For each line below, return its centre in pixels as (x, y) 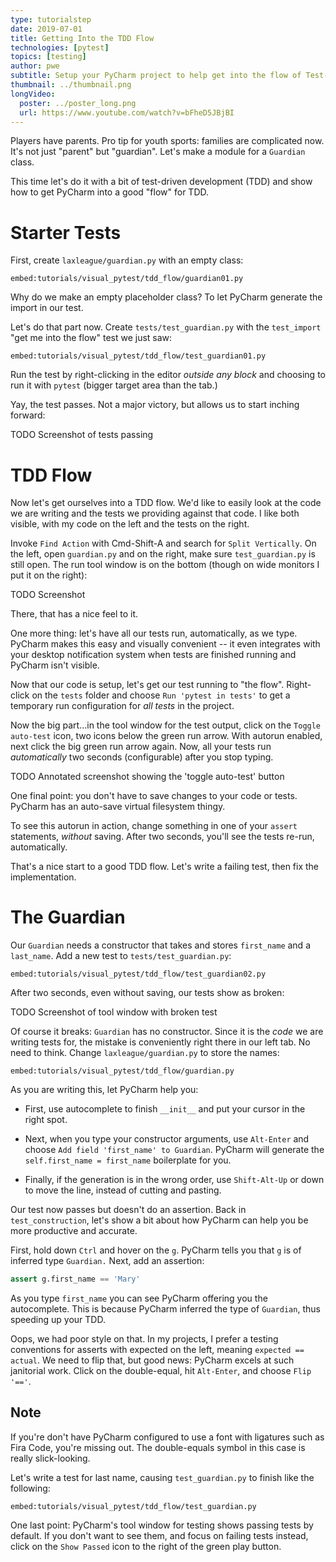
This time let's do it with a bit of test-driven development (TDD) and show (161, 182)
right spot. (46, 1120)
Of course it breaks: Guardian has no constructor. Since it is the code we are (167, 1032)
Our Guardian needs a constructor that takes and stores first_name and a (160, 945)
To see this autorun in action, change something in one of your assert (154, 826)
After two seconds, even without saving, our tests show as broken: (147, 993)
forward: (28, 415)
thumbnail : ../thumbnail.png (71, 85)
